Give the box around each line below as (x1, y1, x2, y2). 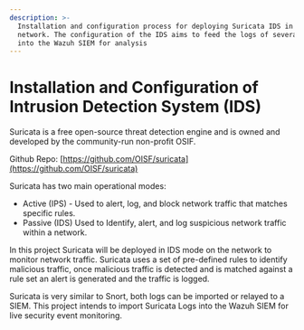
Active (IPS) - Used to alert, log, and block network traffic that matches (22, 198, 288, 209)
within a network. (22, 227, 88, 238)
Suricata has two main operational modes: (9, 181, 166, 192)
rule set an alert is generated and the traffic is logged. (9, 273, 210, 285)
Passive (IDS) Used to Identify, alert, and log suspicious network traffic (22, 218, 287, 229)
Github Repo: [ (9, 154, 63, 165)
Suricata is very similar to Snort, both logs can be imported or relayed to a (9, 291, 285, 302)
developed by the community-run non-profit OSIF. (9, 137, 196, 147)
